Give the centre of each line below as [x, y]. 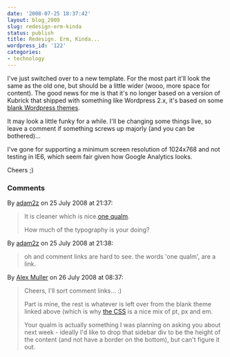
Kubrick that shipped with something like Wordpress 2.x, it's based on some [115, 100]
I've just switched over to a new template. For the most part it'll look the [109, 78]
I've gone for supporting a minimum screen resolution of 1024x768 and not [114, 149]
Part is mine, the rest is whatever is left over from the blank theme [118, 304]
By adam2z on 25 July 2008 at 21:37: [60, 203]
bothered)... [24, 136]
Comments [26, 187]
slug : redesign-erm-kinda [44, 26]
